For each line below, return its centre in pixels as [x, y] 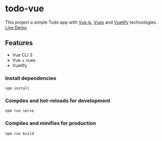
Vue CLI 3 [22, 55]
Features [19, 43]
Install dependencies [31, 78]
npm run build [20, 134]
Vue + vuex [24, 60]
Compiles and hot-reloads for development [58, 101]
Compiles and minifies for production [50, 123]
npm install [17, 88]
